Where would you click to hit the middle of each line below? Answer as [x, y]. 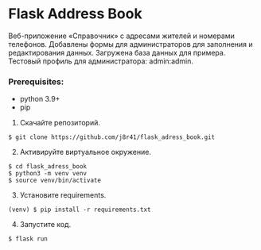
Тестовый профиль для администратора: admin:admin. [101, 61]
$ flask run [28, 239]
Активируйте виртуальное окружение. [85, 152]
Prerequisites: [36, 82]
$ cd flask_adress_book [48, 167]
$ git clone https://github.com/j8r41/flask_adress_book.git [112, 137]
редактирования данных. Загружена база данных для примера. [117, 52]
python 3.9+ [40, 99]
